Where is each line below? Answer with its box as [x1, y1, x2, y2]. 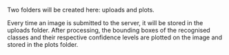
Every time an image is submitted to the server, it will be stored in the [7, 19, 203, 26]
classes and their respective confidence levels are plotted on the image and [7, 33, 223, 41]
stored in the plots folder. [7, 41, 79, 48]
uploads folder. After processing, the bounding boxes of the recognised [7, 26, 210, 34]
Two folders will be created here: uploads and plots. [7, 6, 155, 14]
